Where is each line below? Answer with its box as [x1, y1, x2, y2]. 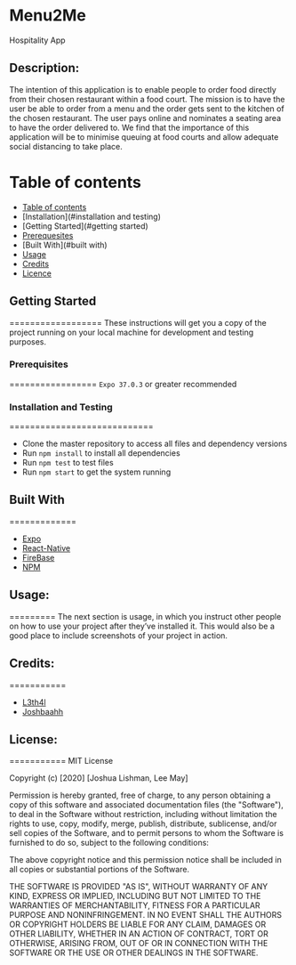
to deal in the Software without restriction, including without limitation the [9, 809, 277, 820]
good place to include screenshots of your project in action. [9, 629, 228, 641]
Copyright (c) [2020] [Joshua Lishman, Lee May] [9, 773, 188, 783]
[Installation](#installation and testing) [21, 211, 162, 222]
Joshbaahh [21, 706, 64, 717]
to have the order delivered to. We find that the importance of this [9, 122, 250, 133]
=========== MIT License [9, 756, 114, 766]
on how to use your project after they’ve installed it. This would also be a [9, 620, 276, 631]
